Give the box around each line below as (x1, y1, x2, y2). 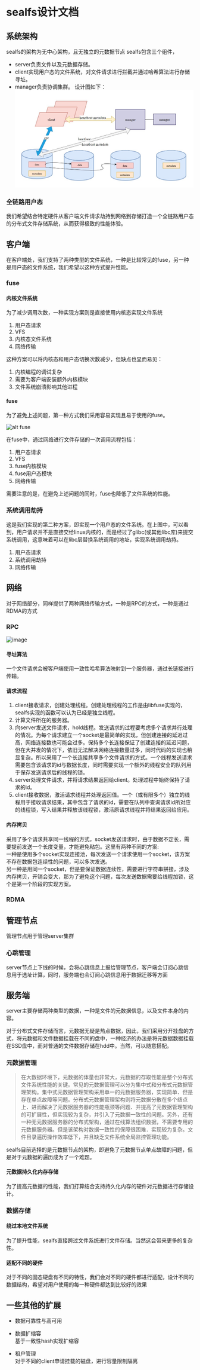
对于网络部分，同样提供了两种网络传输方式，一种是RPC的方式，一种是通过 (6, 600, 189, 607)
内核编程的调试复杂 (14, 368, 62, 375)
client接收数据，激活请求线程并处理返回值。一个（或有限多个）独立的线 (14, 791, 190, 799)
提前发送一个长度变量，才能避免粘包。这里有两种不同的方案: (11, 843, 160, 850)
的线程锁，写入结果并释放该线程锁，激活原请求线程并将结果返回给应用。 (14, 806, 192, 814)
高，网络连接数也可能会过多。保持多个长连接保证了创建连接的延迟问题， (14, 739, 192, 746)
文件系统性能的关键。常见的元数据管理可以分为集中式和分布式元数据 (20, 1081, 188, 1088)
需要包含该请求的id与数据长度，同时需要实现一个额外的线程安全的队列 (14, 762, 186, 769)
